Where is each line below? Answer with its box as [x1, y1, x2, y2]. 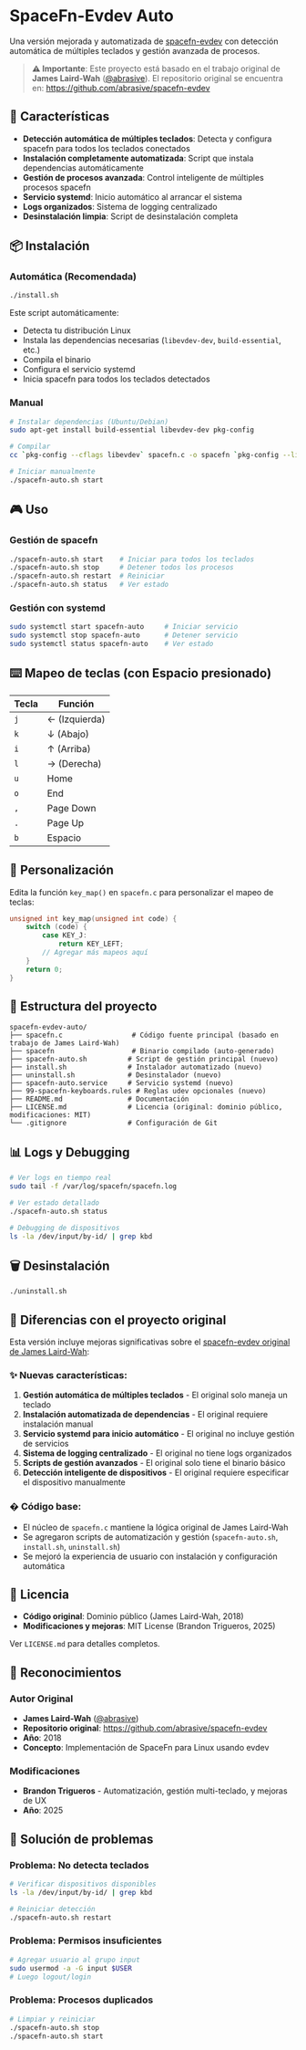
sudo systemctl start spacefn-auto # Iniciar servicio [9, 622, 239, 632]
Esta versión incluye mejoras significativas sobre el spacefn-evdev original [9, 1336, 291, 1347]
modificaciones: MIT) [9, 1111, 92, 1120]
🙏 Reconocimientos [9, 1665, 122, 1680]
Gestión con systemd [9, 601, 107, 614]
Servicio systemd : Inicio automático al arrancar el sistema [22, 191, 243, 202]
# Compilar [9, 442, 51, 452]
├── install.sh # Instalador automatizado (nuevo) [9, 1062, 262, 1072]
